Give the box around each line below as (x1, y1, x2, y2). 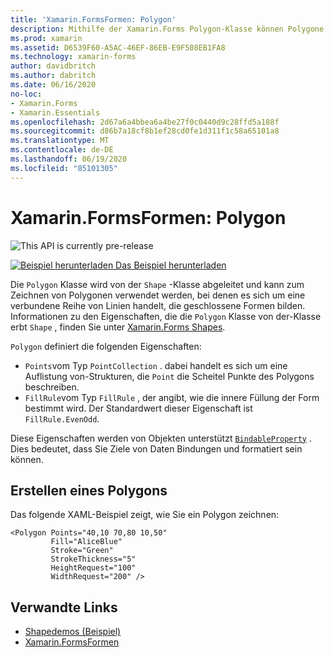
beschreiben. (24, 381, 80, 393)
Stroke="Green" (50, 546, 114, 556)
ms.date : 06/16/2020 (10, 80, 97, 90)
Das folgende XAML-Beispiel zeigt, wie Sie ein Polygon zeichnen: (10, 509, 280, 521)
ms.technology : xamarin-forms (10, 52, 137, 62)
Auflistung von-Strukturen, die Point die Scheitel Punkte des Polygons (24, 370, 315, 382)
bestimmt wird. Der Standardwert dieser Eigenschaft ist (24, 402, 253, 414)
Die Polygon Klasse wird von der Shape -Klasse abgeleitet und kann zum (10, 278, 305, 290)
